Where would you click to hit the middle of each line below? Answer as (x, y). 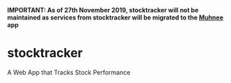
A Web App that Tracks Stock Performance (69, 72)
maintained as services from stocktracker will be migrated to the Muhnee (115, 17)
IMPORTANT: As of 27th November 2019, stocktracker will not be (103, 10)
